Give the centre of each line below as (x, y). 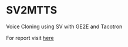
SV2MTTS (32, 10)
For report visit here (30, 38)
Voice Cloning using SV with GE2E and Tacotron (64, 26)
